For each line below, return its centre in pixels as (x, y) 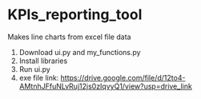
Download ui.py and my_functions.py (80, 52)
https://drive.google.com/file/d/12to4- (123, 77)
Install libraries (43, 61)
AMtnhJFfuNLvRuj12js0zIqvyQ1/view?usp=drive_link (106, 86)
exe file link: (39, 77)
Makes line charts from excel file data (69, 37)
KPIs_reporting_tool (75, 15)
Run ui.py (35, 69)
